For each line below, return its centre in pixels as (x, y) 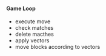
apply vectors (32, 41)
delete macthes (35, 34)
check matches (34, 28)
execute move (33, 21)
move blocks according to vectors (58, 47)
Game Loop (21, 8)
